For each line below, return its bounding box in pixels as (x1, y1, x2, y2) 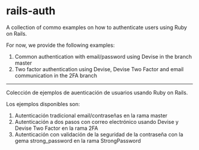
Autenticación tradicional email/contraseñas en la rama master (14, 111, 168, 119)
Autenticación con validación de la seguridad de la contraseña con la (14, 130, 184, 138)
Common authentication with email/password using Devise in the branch (14, 53, 192, 60)
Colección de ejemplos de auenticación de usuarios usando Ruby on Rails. (6, 89, 188, 96)
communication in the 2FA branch (14, 72, 98, 79)
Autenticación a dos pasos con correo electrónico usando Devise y (14, 118, 179, 125)
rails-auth (6, 4, 56, 18)
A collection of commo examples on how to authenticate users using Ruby (6, 24, 188, 31)
